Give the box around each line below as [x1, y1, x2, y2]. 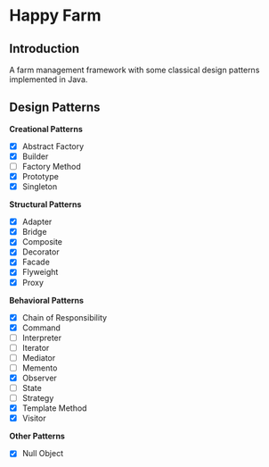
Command [21, 322, 61, 333]
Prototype [21, 171, 60, 181]
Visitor [21, 413, 46, 424]
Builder [21, 151, 49, 162]
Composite [21, 237, 63, 247]
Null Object [21, 448, 64, 459]
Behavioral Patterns [9, 295, 85, 305]
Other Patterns [9, 430, 65, 442]
